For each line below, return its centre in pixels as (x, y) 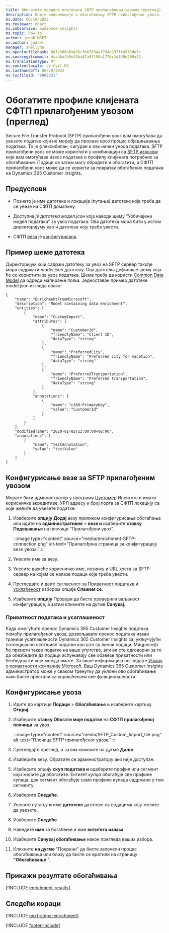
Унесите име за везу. (36, 559)
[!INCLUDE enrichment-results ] (38, 888)
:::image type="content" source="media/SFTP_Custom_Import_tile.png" (87, 735)
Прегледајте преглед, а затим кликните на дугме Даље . (74, 750)
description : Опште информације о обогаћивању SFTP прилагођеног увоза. (83, 15)
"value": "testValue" (55, 449)
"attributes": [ (50, 322)
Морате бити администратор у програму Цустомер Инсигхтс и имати (81, 498)
